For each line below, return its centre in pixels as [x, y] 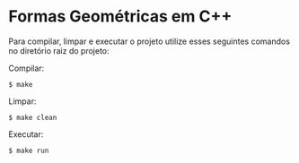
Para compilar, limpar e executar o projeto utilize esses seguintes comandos [149, 41]
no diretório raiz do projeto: [59, 50]
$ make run [29, 150]
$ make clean [33, 117]
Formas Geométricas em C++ [120, 17]
